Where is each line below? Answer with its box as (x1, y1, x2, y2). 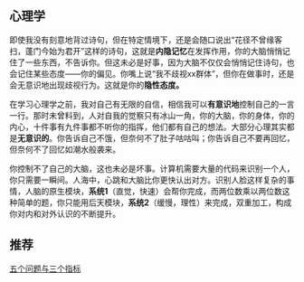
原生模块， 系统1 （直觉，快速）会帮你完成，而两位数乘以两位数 (48, 185, 283, 196)
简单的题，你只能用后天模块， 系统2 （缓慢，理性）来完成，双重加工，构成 (16, 197, 292, 208)
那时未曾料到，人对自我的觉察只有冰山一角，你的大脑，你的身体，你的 (33, 109, 295, 120)
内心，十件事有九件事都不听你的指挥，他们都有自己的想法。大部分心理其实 (9, 121, 287, 132)
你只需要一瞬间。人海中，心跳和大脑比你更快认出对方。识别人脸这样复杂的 (9, 174, 287, 185)
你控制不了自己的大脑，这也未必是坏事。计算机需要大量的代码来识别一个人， (9, 163, 295, 174)
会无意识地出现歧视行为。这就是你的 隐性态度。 (9, 80, 184, 90)
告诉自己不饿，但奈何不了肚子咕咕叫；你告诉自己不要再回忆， (64, 132, 295, 143)
